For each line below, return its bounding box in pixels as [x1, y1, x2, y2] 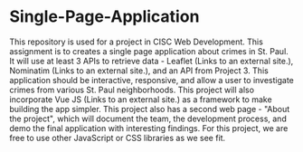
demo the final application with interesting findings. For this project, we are [9, 122, 289, 133]
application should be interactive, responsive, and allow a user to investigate [9, 74, 294, 85]
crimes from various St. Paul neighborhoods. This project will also [9, 84, 255, 95]
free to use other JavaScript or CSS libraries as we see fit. [9, 132, 226, 143]
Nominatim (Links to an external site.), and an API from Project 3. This [9, 65, 269, 76]
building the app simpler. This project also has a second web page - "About [9, 103, 290, 114]
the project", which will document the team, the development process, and [9, 113, 287, 124]
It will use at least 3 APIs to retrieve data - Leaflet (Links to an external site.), [9, 55, 294, 66]
